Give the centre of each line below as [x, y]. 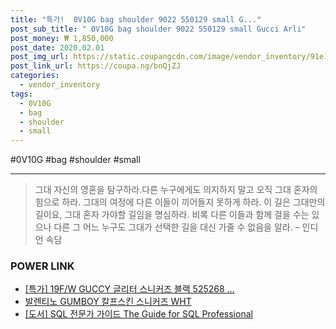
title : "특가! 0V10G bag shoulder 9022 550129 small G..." [136, 19]
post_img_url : [40, 57]
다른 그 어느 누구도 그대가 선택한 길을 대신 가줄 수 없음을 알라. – [176, 227]
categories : [35, 76]
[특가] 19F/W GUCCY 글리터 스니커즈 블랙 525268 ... [129, 289]
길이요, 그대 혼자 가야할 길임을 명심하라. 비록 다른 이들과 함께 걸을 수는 [172, 215]
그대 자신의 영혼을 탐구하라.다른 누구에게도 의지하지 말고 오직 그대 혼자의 [176, 190]
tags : [21, 94]
